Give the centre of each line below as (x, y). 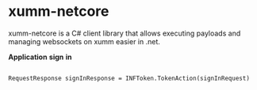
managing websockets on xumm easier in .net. (84, 41)
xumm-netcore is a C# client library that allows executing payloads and (125, 33)
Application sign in (40, 57)
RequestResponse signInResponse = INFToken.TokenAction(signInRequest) (129, 78)
